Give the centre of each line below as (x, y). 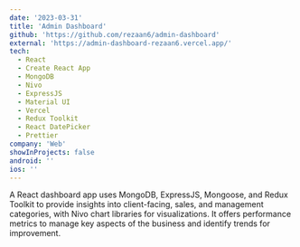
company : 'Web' (38, 144)
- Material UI (44, 102)
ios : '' (24, 169)
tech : (19, 52)
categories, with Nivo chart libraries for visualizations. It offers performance (150, 214)
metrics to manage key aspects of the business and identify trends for (140, 223)
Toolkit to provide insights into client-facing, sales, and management (136, 204)
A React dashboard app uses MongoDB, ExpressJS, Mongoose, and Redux (149, 195)
